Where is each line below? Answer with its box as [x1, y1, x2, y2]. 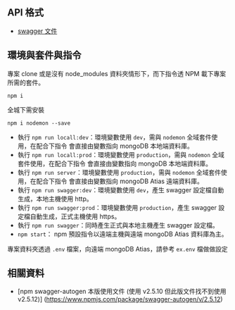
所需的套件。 [7, 78, 44, 87]
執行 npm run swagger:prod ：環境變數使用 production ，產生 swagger [17, 203, 217, 211]
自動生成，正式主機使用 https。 [30, 212, 121, 221]
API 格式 [7, 6, 44, 19]
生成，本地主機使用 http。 [17, 194, 93, 203]
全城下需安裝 [7, 105, 44, 114]
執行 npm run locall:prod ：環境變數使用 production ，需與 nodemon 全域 [17, 150, 225, 159]
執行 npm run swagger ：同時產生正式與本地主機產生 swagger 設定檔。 [17, 221, 220, 229]
